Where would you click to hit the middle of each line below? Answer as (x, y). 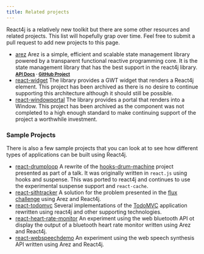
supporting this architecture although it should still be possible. (94, 93)
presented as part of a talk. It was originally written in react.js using (101, 173)
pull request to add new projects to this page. (63, 42)
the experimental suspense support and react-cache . (82, 186)
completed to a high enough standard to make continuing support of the (106, 112)
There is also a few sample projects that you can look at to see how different (102, 148)
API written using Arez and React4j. (60, 244)
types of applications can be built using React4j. (67, 154)
